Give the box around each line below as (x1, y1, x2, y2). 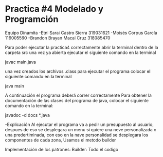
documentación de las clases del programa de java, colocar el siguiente (5, 97, 149, 103)
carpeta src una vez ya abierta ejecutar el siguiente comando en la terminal (5, 50, 156, 55)
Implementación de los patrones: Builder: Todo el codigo (5, 146, 118, 152)
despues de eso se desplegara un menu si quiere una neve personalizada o (5, 126, 157, 132)
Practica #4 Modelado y (5, 3, 104, 15)
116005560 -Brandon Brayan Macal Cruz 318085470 (5, 35, 110, 41)
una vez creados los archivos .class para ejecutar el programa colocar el (5, 68, 151, 74)
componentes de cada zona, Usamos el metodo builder (5, 137, 116, 143)
